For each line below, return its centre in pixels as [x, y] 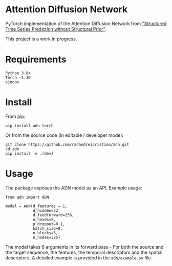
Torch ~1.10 [18, 78]
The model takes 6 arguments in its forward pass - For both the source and [84, 247]
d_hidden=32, [46, 210]
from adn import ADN [27, 197]
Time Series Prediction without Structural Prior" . [56, 29]
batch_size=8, [48, 228]
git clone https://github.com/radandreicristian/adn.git [67, 144]
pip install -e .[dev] [29, 153]
